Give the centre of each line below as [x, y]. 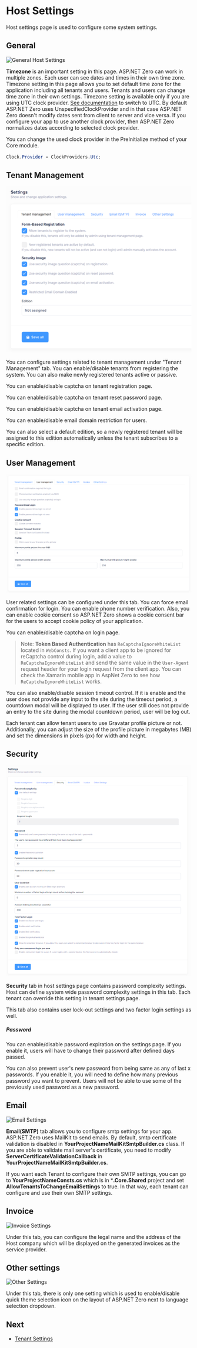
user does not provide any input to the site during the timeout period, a [92, 699]
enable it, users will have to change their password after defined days [91, 1050]
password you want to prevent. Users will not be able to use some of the [94, 1080]
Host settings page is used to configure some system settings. [82, 27]
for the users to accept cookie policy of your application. [75, 621]
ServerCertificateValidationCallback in [54, 1156]
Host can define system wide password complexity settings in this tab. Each [98, 992]
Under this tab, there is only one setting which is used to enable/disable [93, 1293]
